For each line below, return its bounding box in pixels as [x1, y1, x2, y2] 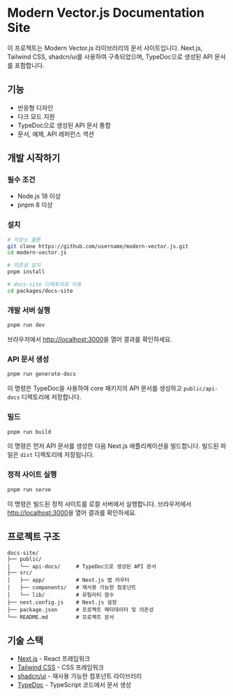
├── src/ [7, 570, 33, 577]
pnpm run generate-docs [7, 370, 77, 378]
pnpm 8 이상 [17, 201, 53, 209]
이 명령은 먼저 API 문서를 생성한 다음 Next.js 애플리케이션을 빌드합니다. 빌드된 [7, 442, 219, 450]
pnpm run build [7, 428, 52, 435]
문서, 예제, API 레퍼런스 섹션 [17, 129, 94, 138]
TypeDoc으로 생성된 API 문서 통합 [17, 121, 112, 129]
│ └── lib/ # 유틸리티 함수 [7, 592, 114, 599]
